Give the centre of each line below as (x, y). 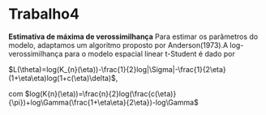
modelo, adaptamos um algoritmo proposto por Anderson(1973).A (118, 45)
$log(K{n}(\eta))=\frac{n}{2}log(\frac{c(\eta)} (101, 93)
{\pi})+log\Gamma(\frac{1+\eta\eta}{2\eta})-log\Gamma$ (103, 102)
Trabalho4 (44, 14)
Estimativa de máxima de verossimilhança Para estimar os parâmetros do (133, 36)
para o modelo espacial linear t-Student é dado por (150, 53)
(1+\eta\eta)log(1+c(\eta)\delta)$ (62, 78)
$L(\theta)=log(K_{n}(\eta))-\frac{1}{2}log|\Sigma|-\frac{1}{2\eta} (118, 69)
